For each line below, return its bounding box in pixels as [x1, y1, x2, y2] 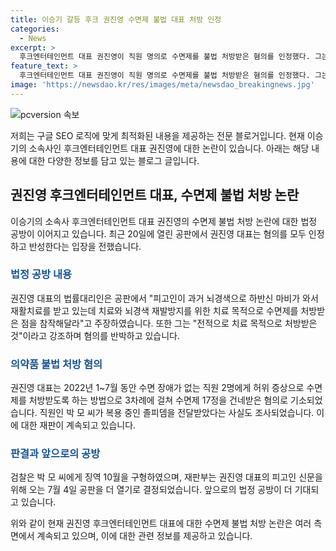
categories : [10, 24, 60, 34]
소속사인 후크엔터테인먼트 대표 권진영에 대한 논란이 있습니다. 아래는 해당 [28, 142, 310, 154]
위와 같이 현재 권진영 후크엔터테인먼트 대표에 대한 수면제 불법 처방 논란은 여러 [10, 517, 312, 530]
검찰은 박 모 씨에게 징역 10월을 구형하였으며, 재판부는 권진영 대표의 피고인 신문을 [10, 471, 323, 483]
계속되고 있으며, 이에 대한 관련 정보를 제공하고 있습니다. [36, 530, 253, 542]
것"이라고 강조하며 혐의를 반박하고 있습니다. [10, 329, 181, 341]
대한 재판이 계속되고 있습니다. [20, 419, 137, 431]
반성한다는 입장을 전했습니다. [28, 240, 142, 252]
